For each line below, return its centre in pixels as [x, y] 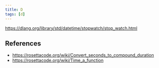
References [23, 43]
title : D [14, 10]
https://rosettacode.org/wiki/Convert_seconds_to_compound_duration [83, 55]
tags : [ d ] [15, 14]
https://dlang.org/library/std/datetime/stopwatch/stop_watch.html [71, 28]
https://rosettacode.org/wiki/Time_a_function [58, 60]
